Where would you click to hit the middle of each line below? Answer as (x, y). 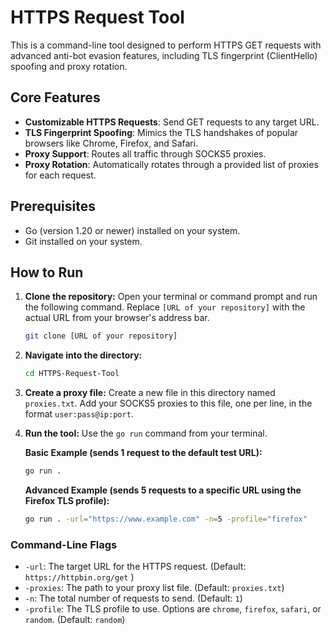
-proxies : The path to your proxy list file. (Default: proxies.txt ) (154, 588)
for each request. (60, 175)
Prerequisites (53, 206)
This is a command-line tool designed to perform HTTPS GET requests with (166, 45)
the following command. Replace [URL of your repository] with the (165, 307)
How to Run (47, 272)
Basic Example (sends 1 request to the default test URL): (143, 453)
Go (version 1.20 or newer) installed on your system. (132, 230)
